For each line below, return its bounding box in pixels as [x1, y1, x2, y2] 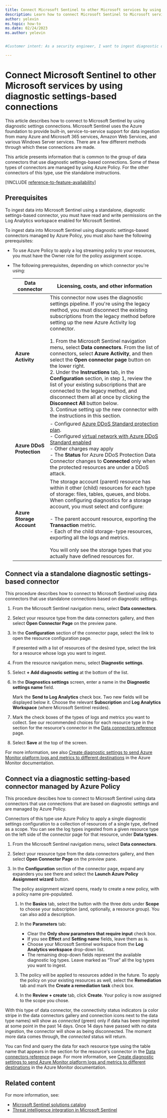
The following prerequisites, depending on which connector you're [12, 262, 149, 268]
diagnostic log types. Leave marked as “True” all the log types [27, 957, 155, 963]
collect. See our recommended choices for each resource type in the [12, 719, 154, 725]
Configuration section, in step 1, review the [49, 375, 152, 382]
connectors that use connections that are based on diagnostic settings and [5, 801, 159, 807]
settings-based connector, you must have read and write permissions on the [5, 212, 162, 218]
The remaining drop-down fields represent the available [27, 952, 142, 958]
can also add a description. [19, 912, 76, 917]
